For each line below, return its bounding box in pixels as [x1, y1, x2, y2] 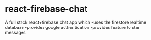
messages [5, 29, 26, 35]
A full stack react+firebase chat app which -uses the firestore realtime [5, 19, 147, 25]
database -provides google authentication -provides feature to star [5, 24, 140, 30]
